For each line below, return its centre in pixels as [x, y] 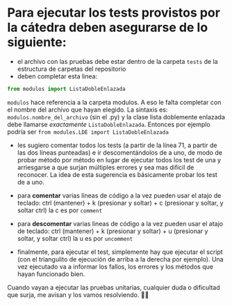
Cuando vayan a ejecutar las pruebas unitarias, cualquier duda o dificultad [114, 287]
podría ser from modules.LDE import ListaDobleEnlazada [88, 131]
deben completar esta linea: [57, 76]
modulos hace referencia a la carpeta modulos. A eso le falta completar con [114, 102]
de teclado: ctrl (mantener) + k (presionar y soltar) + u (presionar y [113, 231]
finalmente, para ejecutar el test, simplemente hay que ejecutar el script [120, 252]
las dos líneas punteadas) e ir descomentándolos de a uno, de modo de [119, 152]
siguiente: [37, 42]
